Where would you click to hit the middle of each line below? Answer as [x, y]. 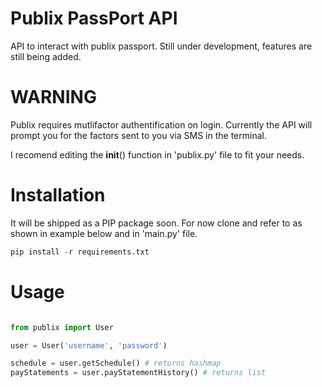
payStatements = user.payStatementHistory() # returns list [138, 373]
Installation [58, 195]
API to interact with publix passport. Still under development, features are [161, 46]
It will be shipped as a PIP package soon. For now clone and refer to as [156, 223]
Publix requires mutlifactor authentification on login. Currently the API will [161, 124]
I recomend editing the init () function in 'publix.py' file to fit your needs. [157, 154]
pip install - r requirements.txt [80, 252]
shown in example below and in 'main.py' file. [104, 233]
